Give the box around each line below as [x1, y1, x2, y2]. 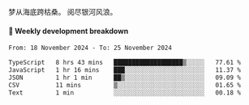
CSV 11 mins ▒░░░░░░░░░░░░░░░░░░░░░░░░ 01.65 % [8, 81, 242, 89]
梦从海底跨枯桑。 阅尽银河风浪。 [8, 7, 118, 16]
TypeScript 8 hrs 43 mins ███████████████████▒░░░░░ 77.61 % [8, 59, 242, 67]
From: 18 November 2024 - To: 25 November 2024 [8, 44, 173, 52]
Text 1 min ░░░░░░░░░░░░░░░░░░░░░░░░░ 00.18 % [8, 88, 242, 97]
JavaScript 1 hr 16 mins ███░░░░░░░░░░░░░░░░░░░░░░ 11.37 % [8, 65, 242, 74]
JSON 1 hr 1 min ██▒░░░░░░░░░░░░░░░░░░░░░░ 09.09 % [8, 73, 242, 82]
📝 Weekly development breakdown [8, 26, 129, 36]
